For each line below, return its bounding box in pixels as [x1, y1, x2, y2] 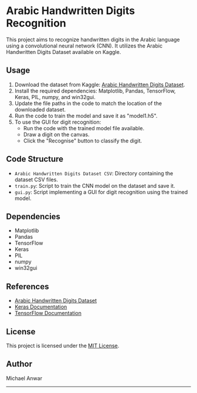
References [6, 282, 49, 292]
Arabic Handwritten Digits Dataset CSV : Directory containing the [14, 170, 174, 177]
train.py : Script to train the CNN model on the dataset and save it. [14, 182, 175, 189]
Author [6, 359, 32, 369]
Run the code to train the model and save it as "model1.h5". [14, 112, 158, 119]
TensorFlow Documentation [14, 310, 82, 317]
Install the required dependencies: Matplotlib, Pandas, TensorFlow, [14, 87, 176, 94]
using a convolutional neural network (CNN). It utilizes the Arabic [6, 42, 163, 49]
